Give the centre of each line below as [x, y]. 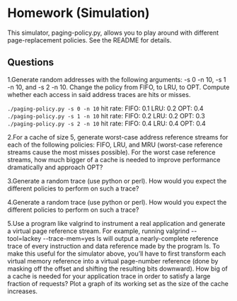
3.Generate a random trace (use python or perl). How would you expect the [117, 181]
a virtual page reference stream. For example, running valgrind [98, 231]
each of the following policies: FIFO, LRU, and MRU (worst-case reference [115, 144]
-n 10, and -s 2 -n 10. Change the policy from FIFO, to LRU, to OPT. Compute [118, 87]
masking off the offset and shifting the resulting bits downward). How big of [117, 268]
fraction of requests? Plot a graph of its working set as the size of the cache [118, 283]
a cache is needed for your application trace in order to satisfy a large [109, 276]
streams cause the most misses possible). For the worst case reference [111, 152]
